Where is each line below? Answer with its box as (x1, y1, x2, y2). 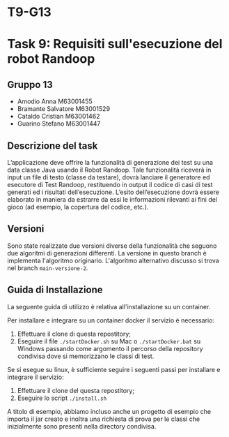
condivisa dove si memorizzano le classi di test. (17, 352, 155, 360)
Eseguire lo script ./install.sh (17, 394, 107, 402)
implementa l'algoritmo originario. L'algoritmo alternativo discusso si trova (7, 256, 219, 265)
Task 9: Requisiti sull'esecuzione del (7, 36, 223, 52)
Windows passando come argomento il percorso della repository (17, 344, 203, 353)
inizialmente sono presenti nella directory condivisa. (7, 422, 157, 430)
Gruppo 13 (7, 78, 54, 91)
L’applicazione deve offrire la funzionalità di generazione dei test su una (7, 158, 214, 166)
